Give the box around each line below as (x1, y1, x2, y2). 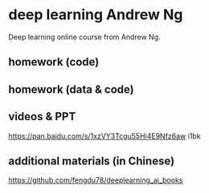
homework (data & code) (8, 82, 134, 96)
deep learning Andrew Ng (8, 6, 183, 24)
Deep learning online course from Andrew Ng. (8, 32, 161, 42)
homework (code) (8, 55, 100, 69)
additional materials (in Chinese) (8, 154, 175, 167)
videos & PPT (8, 110, 76, 123)
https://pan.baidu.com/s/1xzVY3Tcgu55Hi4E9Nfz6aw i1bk (8, 131, 201, 141)
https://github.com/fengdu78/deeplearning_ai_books (8, 175, 183, 185)
